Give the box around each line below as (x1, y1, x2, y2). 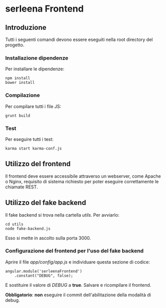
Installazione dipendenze (5, 54, 69, 61)
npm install (5, 76, 30, 81)
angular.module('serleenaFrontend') (5, 269, 82, 274)
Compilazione (5, 92, 40, 99)
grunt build (5, 113, 30, 118)
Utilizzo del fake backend (5, 198, 86, 207)
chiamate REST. (5, 184, 38, 190)
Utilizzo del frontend (5, 160, 71, 168)
